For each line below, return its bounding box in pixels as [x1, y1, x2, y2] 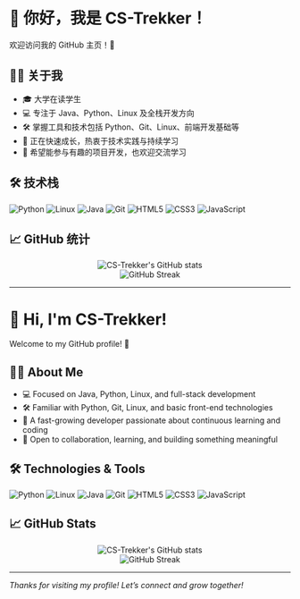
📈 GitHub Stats [9, 516, 96, 532]
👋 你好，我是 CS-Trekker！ [9, 8, 208, 29]
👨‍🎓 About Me [9, 364, 84, 380]
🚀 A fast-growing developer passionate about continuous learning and [21, 415, 281, 426]
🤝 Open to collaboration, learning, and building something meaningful [21, 434, 279, 445]
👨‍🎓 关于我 [9, 68, 63, 83]
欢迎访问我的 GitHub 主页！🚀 [9, 39, 115, 50]
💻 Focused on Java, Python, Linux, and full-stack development [21, 389, 256, 400]
